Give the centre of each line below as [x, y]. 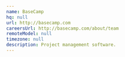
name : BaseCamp [25, 12]
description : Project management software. [61, 45]
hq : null [17, 17]
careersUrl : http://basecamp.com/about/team [62, 28]
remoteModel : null [29, 34]
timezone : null [25, 39]
